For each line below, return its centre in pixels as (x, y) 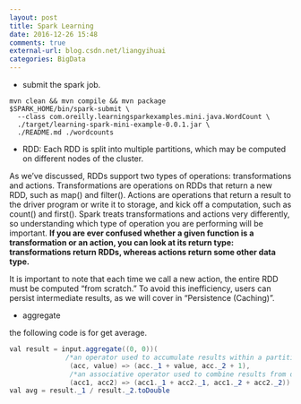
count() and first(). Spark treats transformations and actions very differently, (150, 214)
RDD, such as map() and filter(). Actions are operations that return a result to (150, 195)
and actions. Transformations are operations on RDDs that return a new (141, 185)
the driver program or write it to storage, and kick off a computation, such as (150, 204)
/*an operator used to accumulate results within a (164, 357)
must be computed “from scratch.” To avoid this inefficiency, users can (140, 288)
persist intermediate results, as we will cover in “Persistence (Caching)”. (142, 298)
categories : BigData (48, 59)
